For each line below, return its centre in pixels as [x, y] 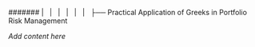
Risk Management [38, 21]
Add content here [37, 36]
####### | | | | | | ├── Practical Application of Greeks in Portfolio [128, 12]
